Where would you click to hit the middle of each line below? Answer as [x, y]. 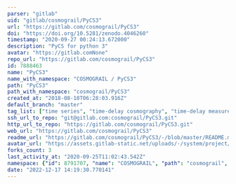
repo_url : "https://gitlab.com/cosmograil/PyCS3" [81, 59]
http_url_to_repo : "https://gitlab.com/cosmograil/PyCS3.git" [100, 124]
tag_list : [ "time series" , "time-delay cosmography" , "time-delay [106, 111]
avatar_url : [25, 144]
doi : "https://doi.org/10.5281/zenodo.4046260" [78, 33]
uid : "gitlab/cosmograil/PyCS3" [54, 20]
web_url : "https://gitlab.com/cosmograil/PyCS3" [80, 131]
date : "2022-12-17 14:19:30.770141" [61, 170]
